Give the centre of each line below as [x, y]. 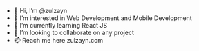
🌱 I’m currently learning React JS [60, 25]
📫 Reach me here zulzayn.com [58, 40]
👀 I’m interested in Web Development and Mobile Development [103, 18]
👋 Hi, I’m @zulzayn [40, 11]
